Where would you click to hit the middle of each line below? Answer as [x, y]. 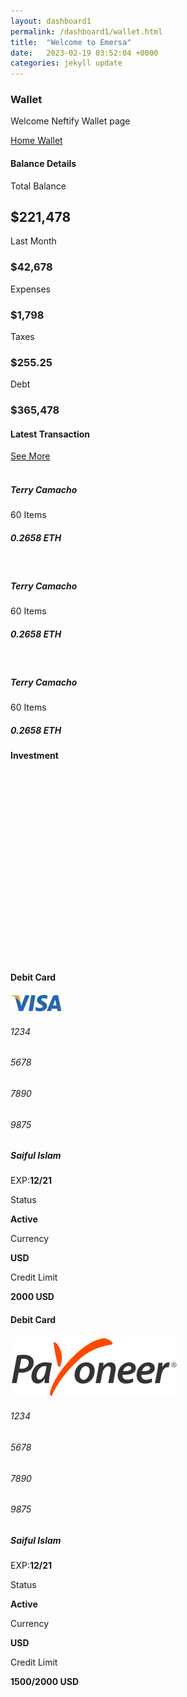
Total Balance [38, 186]
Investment [34, 756]
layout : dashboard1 [51, 21]
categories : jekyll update [66, 63]
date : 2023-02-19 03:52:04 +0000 [84, 53]
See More [30, 456]
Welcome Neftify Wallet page [70, 121]
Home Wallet [36, 141]
